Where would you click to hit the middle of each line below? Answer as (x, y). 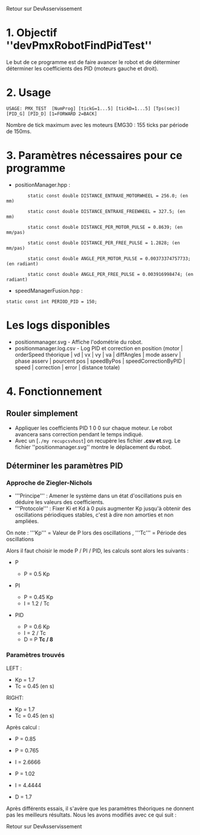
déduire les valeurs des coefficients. (59, 502)
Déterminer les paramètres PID (65, 466)
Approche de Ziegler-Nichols (49, 483)
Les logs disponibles (58, 325)
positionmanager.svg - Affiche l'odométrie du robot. (79, 342)
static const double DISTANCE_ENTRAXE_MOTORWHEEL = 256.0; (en (108, 196)
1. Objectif (32, 33)
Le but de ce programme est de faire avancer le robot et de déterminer (93, 62)
